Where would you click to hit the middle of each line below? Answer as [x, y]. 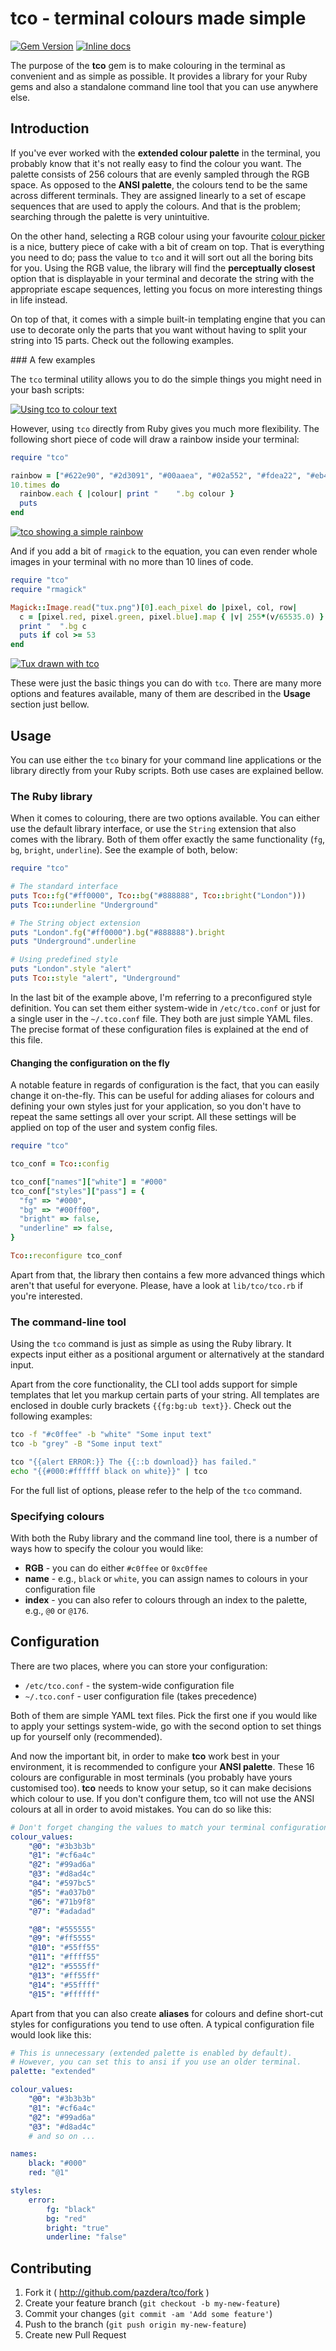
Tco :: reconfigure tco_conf [66, 1256]
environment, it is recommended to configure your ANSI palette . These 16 [162, 1766]
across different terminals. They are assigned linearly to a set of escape [158, 195]
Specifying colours [57, 1516]
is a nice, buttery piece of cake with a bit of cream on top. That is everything [167, 246]
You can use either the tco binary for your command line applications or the [166, 759]
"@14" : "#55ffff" [64, 1985]
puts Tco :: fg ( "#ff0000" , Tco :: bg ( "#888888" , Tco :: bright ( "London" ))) [158, 895]
